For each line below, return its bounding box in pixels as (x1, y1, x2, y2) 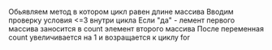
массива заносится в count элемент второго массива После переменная (8, 24, 264, 33)
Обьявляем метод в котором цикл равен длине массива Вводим (8, 7, 234, 16)
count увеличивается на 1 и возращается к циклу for (8, 32, 191, 42)
